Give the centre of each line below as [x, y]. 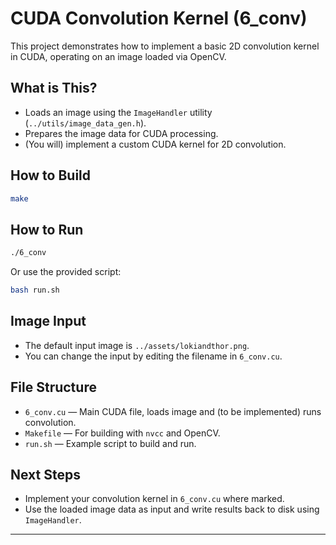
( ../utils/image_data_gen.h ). [85, 123]
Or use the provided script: [66, 272]
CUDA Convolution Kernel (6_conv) [159, 18]
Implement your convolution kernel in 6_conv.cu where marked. [154, 499]
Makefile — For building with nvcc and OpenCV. [122, 433]
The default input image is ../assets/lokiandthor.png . [137, 345]
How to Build [51, 175]
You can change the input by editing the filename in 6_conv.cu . [153, 356]
